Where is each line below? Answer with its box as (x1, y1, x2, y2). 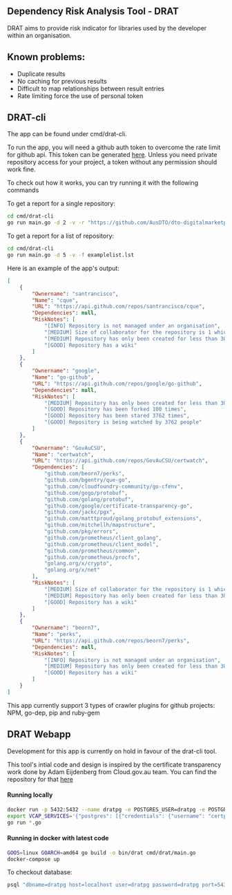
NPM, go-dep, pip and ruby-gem (7, 708, 100, 717)
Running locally (7, 791, 53, 799)
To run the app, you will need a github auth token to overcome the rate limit (7, 143, 221, 151)
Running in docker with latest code (7, 834, 109, 842)
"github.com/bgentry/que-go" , (43, 477, 131, 484)
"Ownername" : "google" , (32, 368, 100, 375)
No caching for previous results (17, 77, 107, 85)
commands (7, 186, 39, 194)
